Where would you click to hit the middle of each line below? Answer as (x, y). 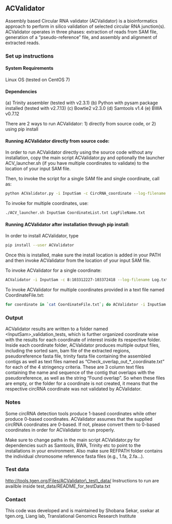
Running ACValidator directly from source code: (58, 141)
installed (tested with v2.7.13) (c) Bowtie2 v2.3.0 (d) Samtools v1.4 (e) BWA (84, 108)
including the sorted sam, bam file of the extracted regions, (68, 351)
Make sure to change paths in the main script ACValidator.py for (73, 440)
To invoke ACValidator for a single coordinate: (53, 270)
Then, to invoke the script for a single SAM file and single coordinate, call (82, 179)
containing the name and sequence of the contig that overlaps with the (80, 372)
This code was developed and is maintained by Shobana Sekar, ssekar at (82, 511)
